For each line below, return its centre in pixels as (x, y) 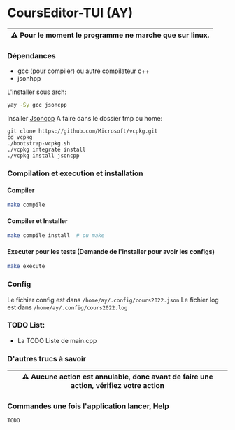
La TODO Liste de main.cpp (57, 340)
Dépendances (31, 55)
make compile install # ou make (56, 236)
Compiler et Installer (37, 221)
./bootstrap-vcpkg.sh (39, 144)
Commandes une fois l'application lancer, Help (88, 406)
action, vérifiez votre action (117, 386)
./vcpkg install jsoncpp (43, 156)
